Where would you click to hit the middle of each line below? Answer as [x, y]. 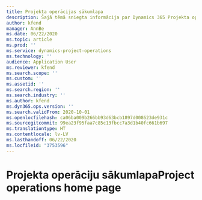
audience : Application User [41, 62]
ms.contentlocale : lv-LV [37, 134]
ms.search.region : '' [33, 90]
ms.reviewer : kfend [31, 67]
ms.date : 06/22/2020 [32, 34]
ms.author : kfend [28, 101]
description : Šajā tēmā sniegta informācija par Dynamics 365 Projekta [98, 17]
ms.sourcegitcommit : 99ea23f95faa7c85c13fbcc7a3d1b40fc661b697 [87, 123]
